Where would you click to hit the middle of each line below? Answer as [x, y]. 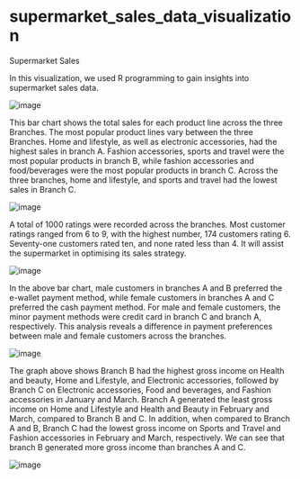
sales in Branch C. [43, 189]
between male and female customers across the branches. [118, 336]
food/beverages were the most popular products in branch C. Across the [144, 170]
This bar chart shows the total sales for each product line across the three [146, 122]
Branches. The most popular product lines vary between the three [131, 131]
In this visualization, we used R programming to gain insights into [129, 77]
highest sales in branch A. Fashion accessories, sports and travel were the [147, 151]
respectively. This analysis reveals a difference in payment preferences [141, 326]
